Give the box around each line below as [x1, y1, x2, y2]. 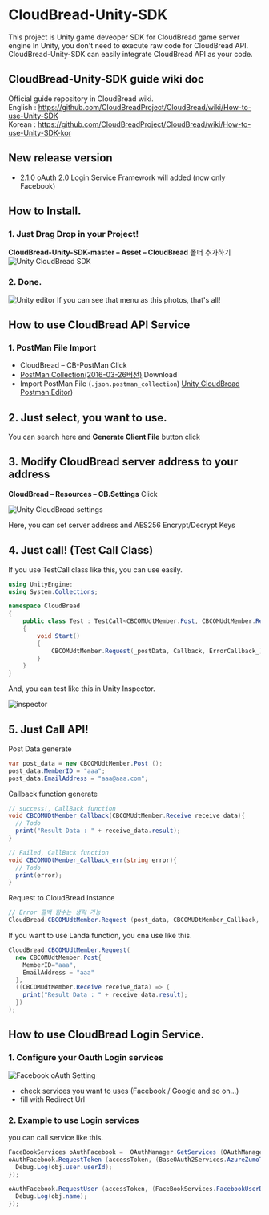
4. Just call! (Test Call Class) [8, 543, 154, 557]
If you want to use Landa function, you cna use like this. [8, 931, 192, 941]
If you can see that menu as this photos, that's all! [56, 295, 221, 304]
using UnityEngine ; [8, 580, 74, 588]
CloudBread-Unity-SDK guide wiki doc [8, 72, 204, 86]
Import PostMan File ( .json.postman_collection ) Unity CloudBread [19, 379, 240, 388]
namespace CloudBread [8, 602, 81, 611]
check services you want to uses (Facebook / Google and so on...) [19, 1086, 239, 1095]
